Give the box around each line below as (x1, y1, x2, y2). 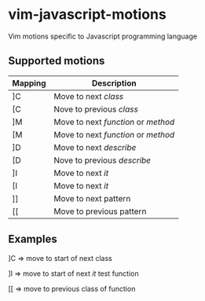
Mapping (12, 77, 46, 88)
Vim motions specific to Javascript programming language (8, 31, 198, 41)
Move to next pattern (53, 193, 131, 204)
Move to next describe (53, 141, 137, 152)
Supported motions (8, 54, 105, 68)
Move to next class (53, 90, 124, 101)
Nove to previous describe (53, 155, 152, 166)
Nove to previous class (53, 104, 139, 115)
